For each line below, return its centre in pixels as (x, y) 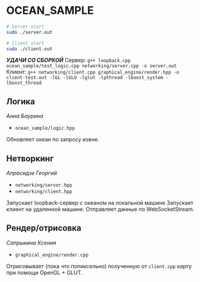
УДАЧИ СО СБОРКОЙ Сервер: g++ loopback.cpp (69, 60)
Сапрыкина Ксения (31, 243)
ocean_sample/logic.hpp (45, 128)
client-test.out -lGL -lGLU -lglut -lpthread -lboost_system (85, 78)
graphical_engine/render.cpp (52, 255)
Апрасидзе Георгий (32, 173)
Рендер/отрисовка (44, 228)
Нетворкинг (30, 159)
